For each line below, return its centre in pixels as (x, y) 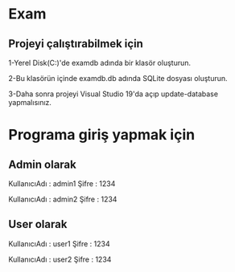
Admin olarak (42, 164)
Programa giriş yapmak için (102, 135)
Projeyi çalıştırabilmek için (76, 44)
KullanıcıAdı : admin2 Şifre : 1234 (63, 199)
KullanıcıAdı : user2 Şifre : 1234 (60, 259)
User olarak (38, 224)
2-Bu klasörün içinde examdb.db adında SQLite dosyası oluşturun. (118, 78)
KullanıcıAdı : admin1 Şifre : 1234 (62, 184)
